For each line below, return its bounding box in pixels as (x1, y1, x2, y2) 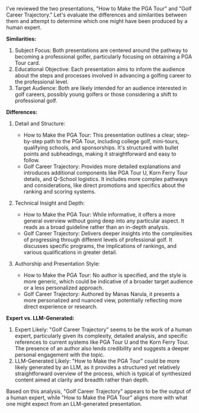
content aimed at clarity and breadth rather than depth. (14, 376, 149, 383)
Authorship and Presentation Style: (14, 260, 100, 267)
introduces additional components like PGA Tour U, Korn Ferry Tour (23, 169, 188, 176)
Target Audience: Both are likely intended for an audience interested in (14, 85, 187, 91)
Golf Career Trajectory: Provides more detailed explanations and (23, 163, 181, 170)
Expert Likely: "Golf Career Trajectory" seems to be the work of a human (14, 326, 192, 333)
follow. (23, 157, 40, 163)
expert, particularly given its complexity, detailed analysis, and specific (14, 333, 188, 339)
